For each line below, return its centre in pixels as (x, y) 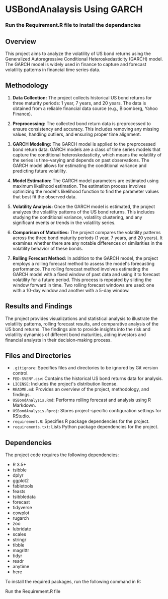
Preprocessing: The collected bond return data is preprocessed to (81, 123)
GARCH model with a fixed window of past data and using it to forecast (86, 274)
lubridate (22, 529)
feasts (19, 492)
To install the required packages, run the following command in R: (73, 582)
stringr (19, 540)
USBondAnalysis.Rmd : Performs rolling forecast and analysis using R (81, 400)
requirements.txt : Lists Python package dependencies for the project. (86, 427)
